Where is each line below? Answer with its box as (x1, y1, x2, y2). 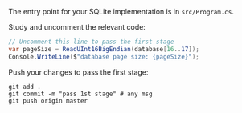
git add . (8, 83, 42, 91)
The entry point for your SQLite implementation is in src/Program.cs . (8, 7, 235, 16)
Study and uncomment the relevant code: (8, 22, 146, 31)
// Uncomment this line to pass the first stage (8, 38, 174, 46)
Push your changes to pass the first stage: (8, 67, 149, 77)
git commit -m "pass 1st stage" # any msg (8, 90, 153, 98)
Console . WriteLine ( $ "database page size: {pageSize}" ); (8, 52, 199, 61)
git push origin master (8, 96, 88, 105)
